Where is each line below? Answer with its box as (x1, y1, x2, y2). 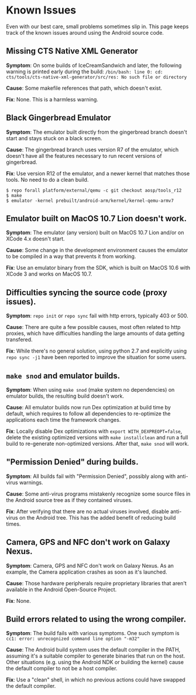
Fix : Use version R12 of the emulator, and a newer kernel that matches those (6, 169, 190, 177)
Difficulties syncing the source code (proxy (6, 287, 168, 297)
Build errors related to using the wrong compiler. (6, 614, 186, 625)
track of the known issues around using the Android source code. (6, 29, 164, 36)
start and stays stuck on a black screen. (6, 134, 102, 141)
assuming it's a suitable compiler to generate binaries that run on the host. (6, 652, 185, 660)
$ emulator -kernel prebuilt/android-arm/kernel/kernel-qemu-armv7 (6, 198, 174, 204)
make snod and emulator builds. (6, 371, 121, 381)
